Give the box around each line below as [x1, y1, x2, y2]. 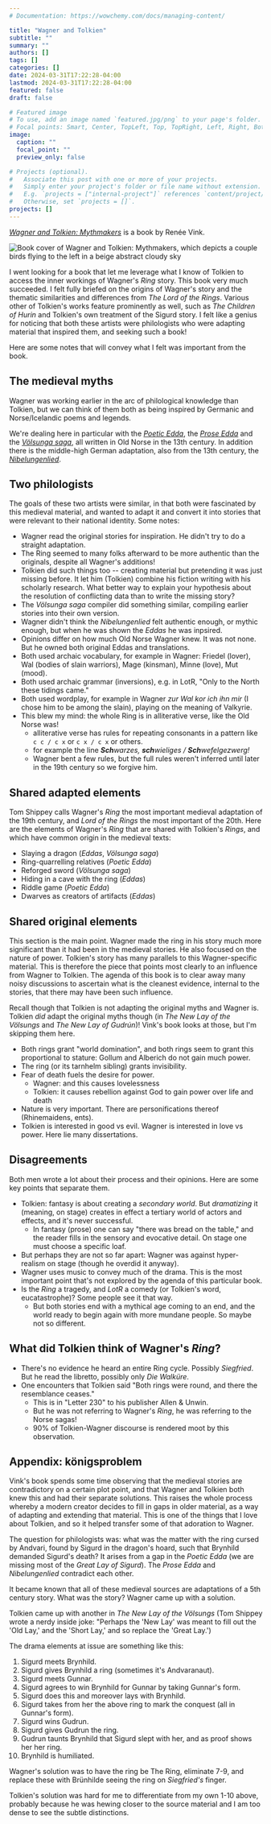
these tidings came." [20, 685, 89, 695]
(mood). [20, 668, 47, 678]
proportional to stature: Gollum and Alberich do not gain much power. [20, 1053, 251, 1062]
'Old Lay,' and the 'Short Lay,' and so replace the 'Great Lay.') [9, 1626, 211, 1636]
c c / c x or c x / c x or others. [32, 737, 143, 747]
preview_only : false [16, 153, 85, 161]
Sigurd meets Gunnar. [20, 1674, 93, 1684]
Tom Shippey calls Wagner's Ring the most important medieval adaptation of [9, 807, 263, 817]
